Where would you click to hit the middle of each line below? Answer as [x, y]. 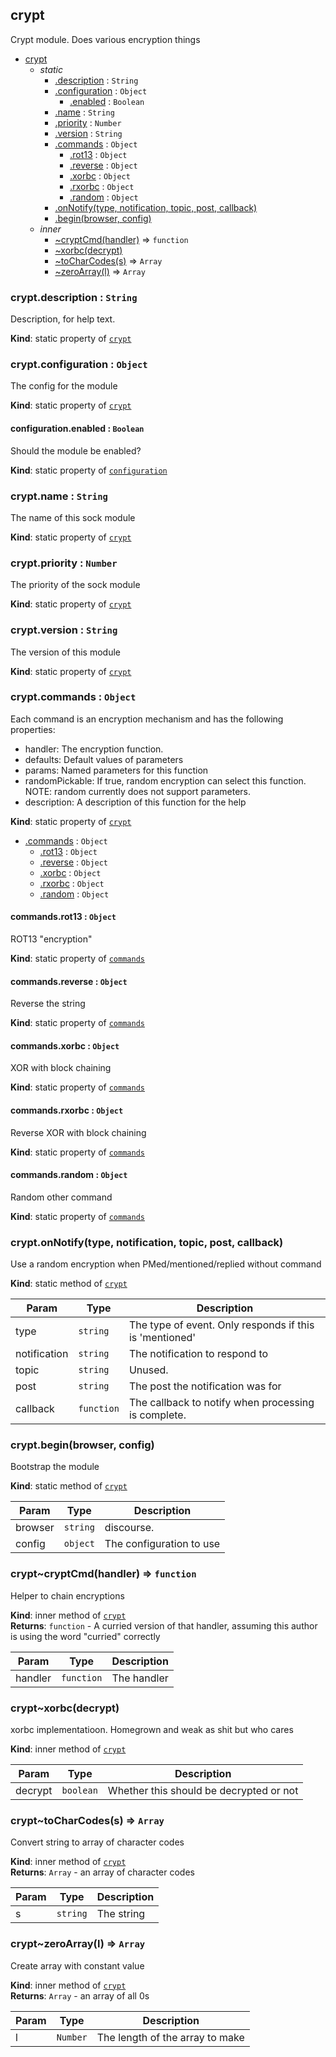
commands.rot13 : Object [63, 917]
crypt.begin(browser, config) [82, 1445]
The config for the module [64, 386]
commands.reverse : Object [69, 981]
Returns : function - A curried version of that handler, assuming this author [164, 1625]
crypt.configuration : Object [79, 365]
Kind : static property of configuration [89, 470]
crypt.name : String [59, 496]
